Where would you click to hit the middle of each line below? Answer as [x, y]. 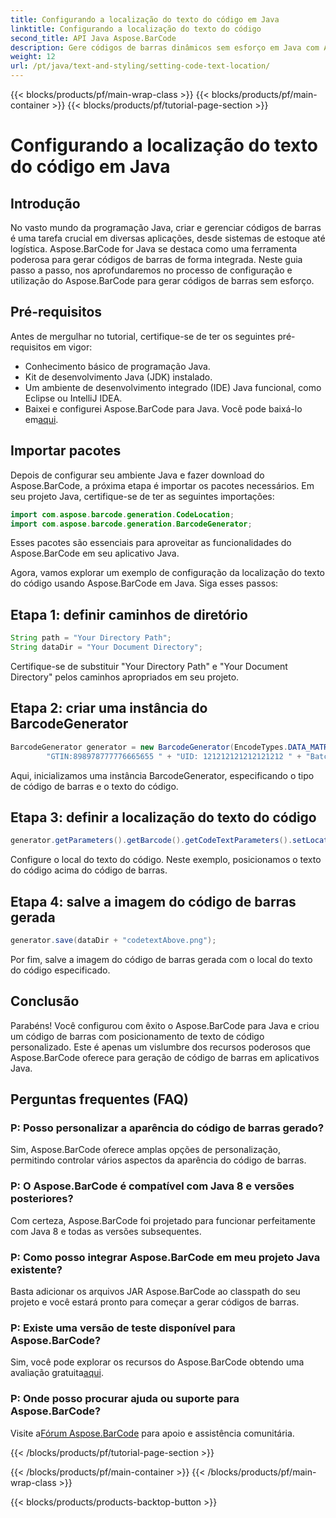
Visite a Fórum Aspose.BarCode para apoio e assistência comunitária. [152, 1433]
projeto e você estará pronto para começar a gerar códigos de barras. [155, 1302]
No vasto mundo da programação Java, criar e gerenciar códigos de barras [166, 227]
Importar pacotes [66, 451]
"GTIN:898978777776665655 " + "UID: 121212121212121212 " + [174, 756]
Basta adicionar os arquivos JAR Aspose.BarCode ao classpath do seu [155, 1291]
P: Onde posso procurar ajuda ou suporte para [125, 1399]
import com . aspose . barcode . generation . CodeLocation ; [122, 514]
